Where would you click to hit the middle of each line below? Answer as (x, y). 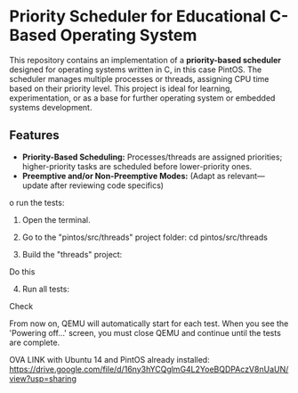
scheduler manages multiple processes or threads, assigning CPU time (139, 78)
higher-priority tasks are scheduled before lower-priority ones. (137, 166)
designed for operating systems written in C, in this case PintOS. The (136, 70)
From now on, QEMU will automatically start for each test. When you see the (149, 323)
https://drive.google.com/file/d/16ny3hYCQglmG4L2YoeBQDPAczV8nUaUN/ (149, 369)
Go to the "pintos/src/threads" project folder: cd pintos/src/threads (145, 237)
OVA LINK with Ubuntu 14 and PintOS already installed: (110, 359)
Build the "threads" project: (72, 254)
